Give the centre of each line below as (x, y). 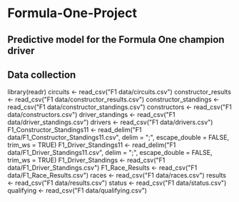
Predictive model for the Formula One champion (116, 40)
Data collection (42, 75)
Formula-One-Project (72, 13)
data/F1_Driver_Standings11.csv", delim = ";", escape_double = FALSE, (110, 153)
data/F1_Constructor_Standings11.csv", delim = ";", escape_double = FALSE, (118, 138)
